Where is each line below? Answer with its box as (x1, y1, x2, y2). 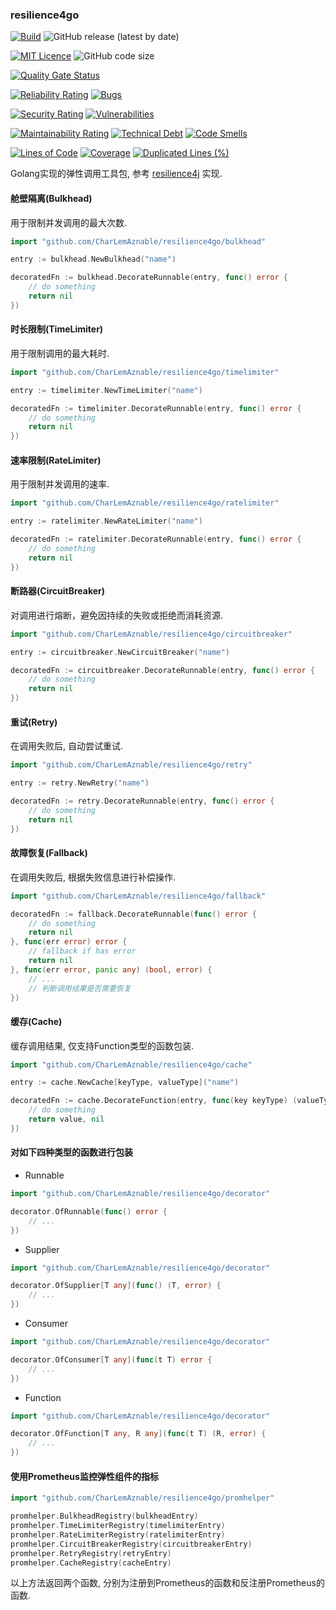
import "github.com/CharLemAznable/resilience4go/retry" (10, 760, 253, 770)
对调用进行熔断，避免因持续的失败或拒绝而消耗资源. (10, 609, 224, 621)
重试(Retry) (10, 716, 58, 728)
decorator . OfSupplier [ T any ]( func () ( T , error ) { (10, 1281, 222, 1291)
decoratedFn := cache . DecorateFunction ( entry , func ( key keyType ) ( (10, 1096, 298, 1106)
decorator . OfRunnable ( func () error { (10, 1206, 168, 1217)
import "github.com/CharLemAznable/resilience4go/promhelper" (10, 1493, 275, 1503)
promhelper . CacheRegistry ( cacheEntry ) (10, 1558, 172, 1568)
